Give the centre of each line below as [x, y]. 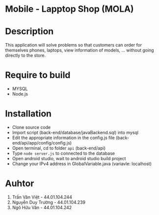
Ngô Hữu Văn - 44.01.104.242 [42, 207]
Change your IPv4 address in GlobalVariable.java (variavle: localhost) [82, 164]
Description [29, 32]
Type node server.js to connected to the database [63, 153]
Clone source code [31, 127]
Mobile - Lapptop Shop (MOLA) [69, 9]
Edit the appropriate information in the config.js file [63, 138]
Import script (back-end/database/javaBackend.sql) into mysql [75, 132]
